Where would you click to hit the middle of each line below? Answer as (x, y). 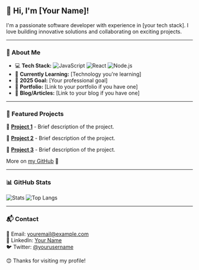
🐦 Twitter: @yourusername (40, 247)
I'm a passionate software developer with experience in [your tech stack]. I (97, 25)
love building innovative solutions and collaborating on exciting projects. (94, 31)
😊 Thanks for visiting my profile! (46, 261)
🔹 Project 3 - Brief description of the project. (61, 150)
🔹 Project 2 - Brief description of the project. (61, 138)
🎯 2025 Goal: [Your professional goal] (61, 81)
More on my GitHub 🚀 (33, 161)
